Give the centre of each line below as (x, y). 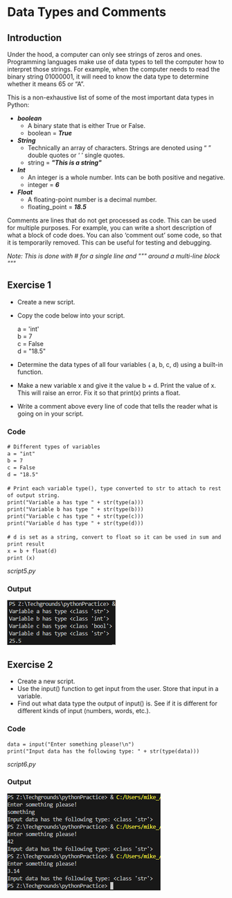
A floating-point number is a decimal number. (92, 199)
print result (26, 544)
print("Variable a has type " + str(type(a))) (75, 503)
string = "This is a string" (65, 163)
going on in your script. (51, 414)
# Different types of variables (54, 447)
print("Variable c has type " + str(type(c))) (75, 516)
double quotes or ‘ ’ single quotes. (76, 155)
